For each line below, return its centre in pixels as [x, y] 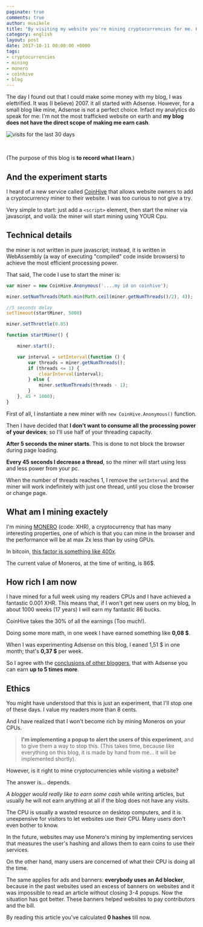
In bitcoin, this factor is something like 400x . [61, 551]
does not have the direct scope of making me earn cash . [78, 123]
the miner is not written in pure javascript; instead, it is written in [86, 250]
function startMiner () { [37, 335]
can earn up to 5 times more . [43, 669]
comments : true [25, 18]
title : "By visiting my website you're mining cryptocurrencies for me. [100, 29]
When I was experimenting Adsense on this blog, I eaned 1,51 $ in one [93, 645]
